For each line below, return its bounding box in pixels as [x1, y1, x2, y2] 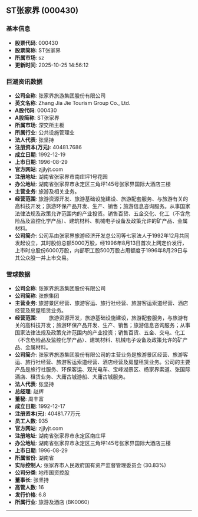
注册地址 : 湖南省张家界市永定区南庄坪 [14, 432, 106, 439]
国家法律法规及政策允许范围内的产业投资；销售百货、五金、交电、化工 [14, 329, 186, 336]
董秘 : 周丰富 [14, 396, 44, 403]
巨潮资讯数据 [6, 77, 43, 85]
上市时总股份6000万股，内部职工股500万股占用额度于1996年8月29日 [14, 246, 183, 253]
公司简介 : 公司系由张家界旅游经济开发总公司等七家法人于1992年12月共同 [14, 232, 190, 239]
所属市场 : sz [14, 54, 44, 61]
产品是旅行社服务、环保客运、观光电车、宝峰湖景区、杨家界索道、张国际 [14, 366, 190, 373]
